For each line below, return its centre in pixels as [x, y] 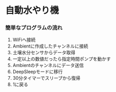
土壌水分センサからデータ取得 [44, 53]
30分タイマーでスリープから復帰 [46, 78]
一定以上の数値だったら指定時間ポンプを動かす [62, 59]
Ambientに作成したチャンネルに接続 [50, 46]
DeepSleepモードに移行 [38, 72]
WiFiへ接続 [24, 40]
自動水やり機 [32, 10]
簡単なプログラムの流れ [34, 28]
